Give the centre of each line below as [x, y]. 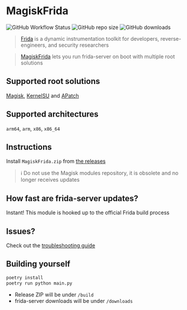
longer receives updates [50, 180]
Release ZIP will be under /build [54, 295]
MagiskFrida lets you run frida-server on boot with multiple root [98, 56]
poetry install [25, 277]
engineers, [34, 45]
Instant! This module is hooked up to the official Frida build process [88, 213]
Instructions [29, 147]
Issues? [21, 231]
